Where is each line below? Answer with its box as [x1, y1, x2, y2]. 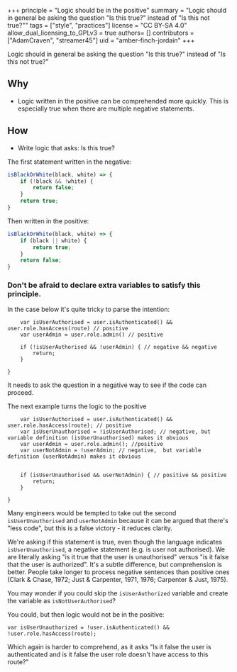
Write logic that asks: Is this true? [17, 143, 115, 152]
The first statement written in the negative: [7, 157, 132, 166]
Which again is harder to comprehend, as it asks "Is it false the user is [7, 643, 211, 651]
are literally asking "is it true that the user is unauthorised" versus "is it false [7, 553, 229, 561]
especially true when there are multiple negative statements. [17, 104, 195, 113]
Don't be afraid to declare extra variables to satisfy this [7, 280, 201, 290]
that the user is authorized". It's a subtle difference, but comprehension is [7, 560, 222, 569]
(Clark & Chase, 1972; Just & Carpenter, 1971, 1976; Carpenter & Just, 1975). [7, 576, 228, 584]
